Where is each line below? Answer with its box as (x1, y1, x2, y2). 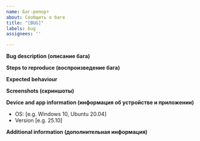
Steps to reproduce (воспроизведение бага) (6, 64, 121, 72)
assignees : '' (6, 31, 42, 37)
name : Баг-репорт (6, 8, 50, 15)
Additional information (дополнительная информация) (6, 128, 148, 136)
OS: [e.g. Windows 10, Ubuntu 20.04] (14, 111, 107, 118)
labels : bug (6, 25, 36, 32)
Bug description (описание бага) (6, 53, 91, 60)
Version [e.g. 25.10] (14, 117, 63, 124)
